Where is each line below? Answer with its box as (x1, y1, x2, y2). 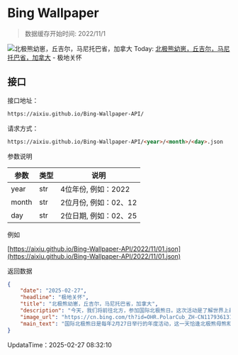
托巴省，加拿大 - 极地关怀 (7, 53, 83, 62)
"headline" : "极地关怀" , (20, 294, 89, 301)
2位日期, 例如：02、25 (59, 210, 137, 220)
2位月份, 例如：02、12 (59, 197, 137, 207)
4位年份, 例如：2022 (59, 184, 130, 194)
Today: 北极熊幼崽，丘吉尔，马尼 (133, 44, 230, 52)
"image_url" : (20, 313, 59, 320)
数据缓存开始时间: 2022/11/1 (24, 29, 106, 38)
